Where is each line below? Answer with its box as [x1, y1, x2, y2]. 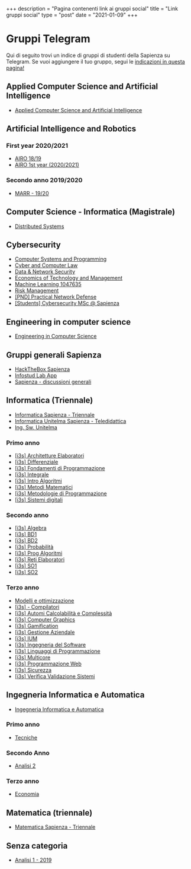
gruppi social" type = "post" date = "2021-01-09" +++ [6, 11, 138, 18]
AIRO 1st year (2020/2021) [14, 161, 80, 169]
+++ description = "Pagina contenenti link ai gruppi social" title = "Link [6, 5, 179, 12]
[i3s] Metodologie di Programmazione [14, 490, 108, 497]
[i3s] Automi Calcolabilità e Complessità [14, 610, 112, 617]
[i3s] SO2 [14, 569, 38, 576]
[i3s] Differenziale [14, 458, 59, 465]
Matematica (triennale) [6, 807, 93, 818]
